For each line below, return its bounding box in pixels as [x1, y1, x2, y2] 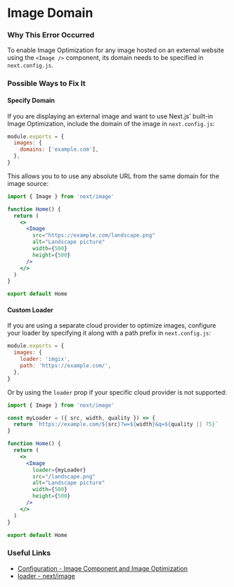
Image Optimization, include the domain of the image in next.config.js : [7, 119, 215, 128]
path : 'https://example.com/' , [20, 362, 112, 369]
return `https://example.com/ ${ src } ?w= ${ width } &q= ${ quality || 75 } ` [13, 421, 219, 428]
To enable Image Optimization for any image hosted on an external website [7, 46, 225, 54]
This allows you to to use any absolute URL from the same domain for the [7, 171, 220, 180]
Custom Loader [7, 305, 54, 314]
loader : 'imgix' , [20, 356, 71, 363]
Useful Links [7, 548, 51, 558]
